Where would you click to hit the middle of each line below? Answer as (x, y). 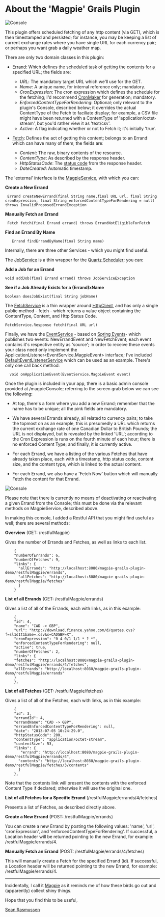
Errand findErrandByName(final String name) (58, 241)
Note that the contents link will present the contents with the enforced (76, 783)
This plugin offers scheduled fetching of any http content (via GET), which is (82, 32)
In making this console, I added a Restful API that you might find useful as (80, 518)
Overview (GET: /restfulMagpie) (38, 532)
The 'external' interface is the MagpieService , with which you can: (72, 178)
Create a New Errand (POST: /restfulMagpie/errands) (59, 816)
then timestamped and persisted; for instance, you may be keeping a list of (81, 37)
